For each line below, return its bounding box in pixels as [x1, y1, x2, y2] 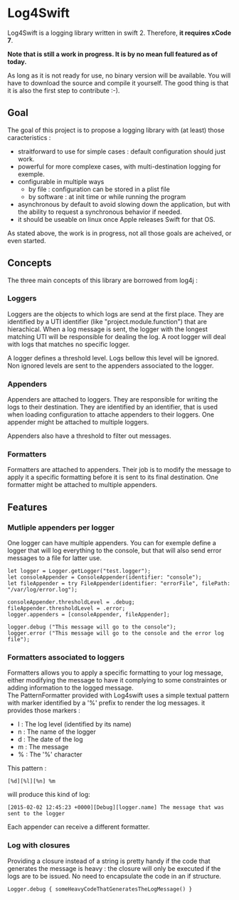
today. [7, 57, 27, 65]
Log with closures [7, 840, 70, 850]
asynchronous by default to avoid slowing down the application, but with [17, 200, 230, 208]
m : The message [17, 743, 69, 751]
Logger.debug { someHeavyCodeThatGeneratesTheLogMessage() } [7, 885, 193, 893]
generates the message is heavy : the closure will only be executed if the [7, 864, 221, 872]
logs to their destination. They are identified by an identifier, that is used [7, 403, 218, 412]
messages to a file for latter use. [7, 554, 102, 562]
